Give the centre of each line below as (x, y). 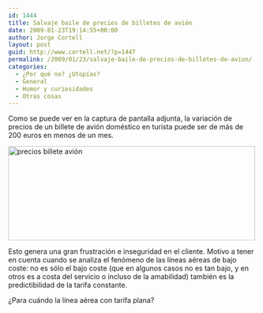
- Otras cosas (38, 96)
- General (31, 81)
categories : (28, 67)
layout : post (30, 45)
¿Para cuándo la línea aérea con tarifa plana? (81, 300)
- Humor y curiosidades (54, 89)
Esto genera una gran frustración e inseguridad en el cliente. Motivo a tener (131, 252)
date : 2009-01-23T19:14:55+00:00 (63, 30)
